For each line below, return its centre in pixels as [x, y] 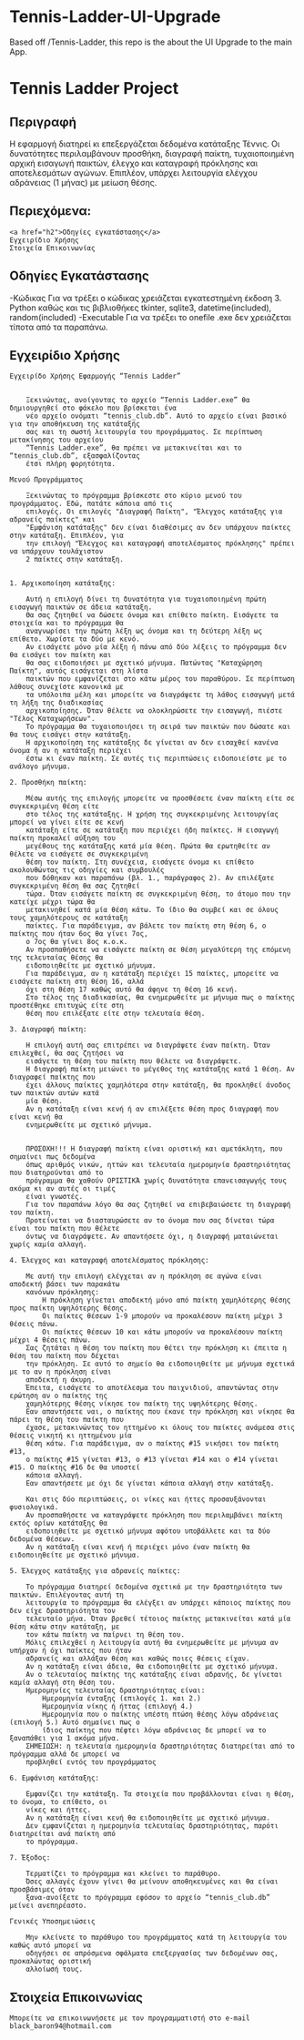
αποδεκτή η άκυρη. [61, 1380]
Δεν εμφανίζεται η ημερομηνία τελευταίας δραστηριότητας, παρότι [152, 1826]
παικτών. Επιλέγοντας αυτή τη [67, 1595]
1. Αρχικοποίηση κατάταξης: [63, 584]
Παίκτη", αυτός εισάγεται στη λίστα [79, 671]
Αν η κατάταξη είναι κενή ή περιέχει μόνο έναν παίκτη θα [138, 1548]
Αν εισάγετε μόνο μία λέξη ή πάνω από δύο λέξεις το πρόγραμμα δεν [156, 647]
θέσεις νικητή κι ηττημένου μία [71, 1436]
